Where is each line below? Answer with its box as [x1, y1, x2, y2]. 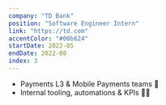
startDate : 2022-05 [8, 42, 74, 50]
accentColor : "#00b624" [8, 34, 89, 43]
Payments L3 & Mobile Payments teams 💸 [19, 78, 160, 89]
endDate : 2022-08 [8, 49, 67, 57]
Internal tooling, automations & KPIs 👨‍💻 [19, 87, 151, 97]
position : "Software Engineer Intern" [8, 19, 139, 27]
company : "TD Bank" [8, 11, 74, 20]
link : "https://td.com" [8, 27, 89, 35]
